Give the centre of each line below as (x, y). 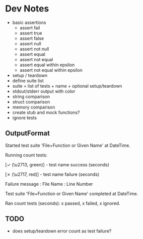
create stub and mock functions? (46, 112)
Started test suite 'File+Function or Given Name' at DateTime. (68, 145)
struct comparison (31, 102)
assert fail (30, 27)
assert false (32, 38)
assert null (30, 43)
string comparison (31, 96)
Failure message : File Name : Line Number (49, 184)
